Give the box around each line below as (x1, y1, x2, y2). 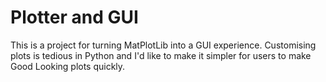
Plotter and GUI (10, 6, 139, 29)
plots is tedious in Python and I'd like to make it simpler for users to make (10, 49, 312, 61)
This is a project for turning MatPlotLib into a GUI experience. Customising (10, 39, 317, 51)
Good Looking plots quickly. (10, 60, 126, 72)
